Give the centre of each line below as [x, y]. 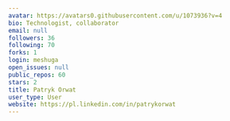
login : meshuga [33, 60]
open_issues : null [39, 68]
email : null [28, 30]
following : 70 [32, 45]
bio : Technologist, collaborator [64, 23]
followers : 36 [32, 38]
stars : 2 [23, 82]
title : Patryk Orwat [43, 90]
